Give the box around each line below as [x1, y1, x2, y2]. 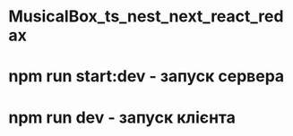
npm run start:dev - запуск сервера [8, 66, 285, 87]
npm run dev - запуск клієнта [8, 107, 237, 127]
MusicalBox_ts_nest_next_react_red [8, 6, 284, 27]
